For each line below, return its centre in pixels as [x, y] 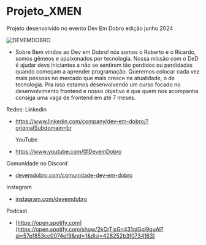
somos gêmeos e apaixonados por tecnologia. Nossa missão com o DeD [107, 58]
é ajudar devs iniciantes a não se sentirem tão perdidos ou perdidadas [104, 65]
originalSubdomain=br [44, 127]
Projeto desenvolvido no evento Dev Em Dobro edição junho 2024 [90, 28]
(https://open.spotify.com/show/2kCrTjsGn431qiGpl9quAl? [89, 229]
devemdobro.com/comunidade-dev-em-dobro [74, 175]
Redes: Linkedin [27, 109]
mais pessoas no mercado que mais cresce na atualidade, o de [95, 78]
